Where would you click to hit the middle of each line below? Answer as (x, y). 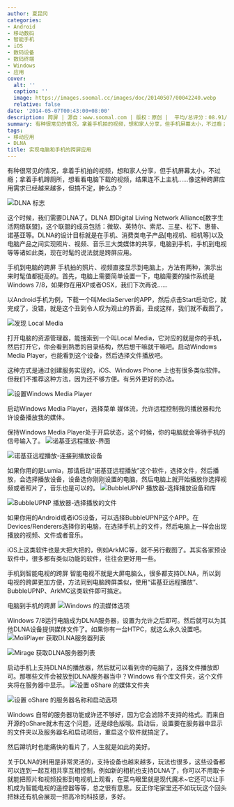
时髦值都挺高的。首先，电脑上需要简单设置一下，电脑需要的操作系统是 (114, 276)
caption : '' (31, 91)
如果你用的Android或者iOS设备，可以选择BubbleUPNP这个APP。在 (103, 518)
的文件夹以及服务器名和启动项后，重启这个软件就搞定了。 (89, 732)
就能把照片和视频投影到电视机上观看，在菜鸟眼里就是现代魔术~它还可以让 (113, 779)
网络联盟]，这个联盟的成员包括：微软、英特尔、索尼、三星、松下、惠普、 (118, 226)
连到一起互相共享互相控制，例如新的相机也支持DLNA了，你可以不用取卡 (122, 770)
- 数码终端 (21, 59)
